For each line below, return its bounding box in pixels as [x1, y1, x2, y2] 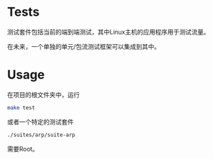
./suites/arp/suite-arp [7, 131, 76, 138]
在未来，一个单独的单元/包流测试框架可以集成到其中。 [7, 42, 161, 50]
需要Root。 [7, 145, 39, 153]
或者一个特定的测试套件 [7, 118, 74, 126]
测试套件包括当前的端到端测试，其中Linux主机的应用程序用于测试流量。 [7, 28, 210, 36]
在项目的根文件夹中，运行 [7, 90, 80, 98]
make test [7, 104, 36, 111]
